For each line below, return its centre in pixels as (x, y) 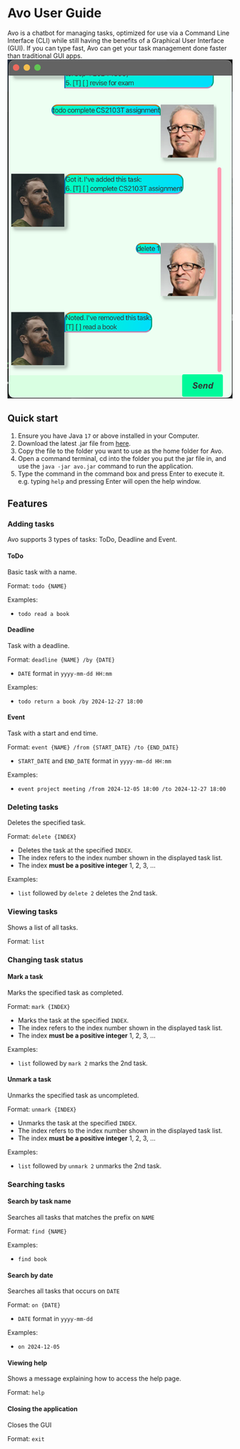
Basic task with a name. (42, 572)
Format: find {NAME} (37, 1231)
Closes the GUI (30, 1425)
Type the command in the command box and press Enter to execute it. (121, 474)
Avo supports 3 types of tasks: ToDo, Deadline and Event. (92, 539)
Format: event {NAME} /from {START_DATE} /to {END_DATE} (93, 747)
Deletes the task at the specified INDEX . (75, 850)
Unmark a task (29, 1080)
